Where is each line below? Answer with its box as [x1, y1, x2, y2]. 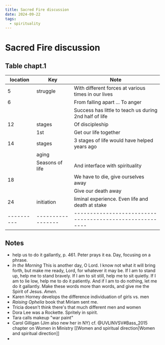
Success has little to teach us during [74, 107, 158, 114]
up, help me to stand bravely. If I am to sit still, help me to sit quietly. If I [12, 273, 156, 279]
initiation [36, 199, 56, 206]
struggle [36, 88, 56, 95]
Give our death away [74, 188, 122, 195]
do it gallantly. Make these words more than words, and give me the [12, 283, 150, 289]
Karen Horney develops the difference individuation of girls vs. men [12, 294, 149, 300]
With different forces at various [74, 85, 146, 92]
